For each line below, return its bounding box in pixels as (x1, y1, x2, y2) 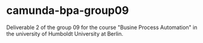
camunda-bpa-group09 (6, 4, 129, 18)
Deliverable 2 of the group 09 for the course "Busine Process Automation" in (6, 24, 198, 31)
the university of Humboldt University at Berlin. (6, 30, 124, 37)
